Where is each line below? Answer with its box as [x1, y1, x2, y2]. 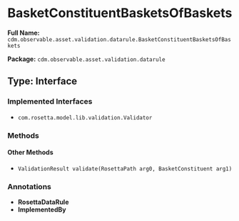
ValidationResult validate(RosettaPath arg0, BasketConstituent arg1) [17, 165, 233, 172]
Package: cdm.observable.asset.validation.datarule [7, 55, 166, 63]
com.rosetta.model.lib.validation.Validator [17, 114, 153, 122]
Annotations [7, 181, 51, 191]
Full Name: [7, 28, 40, 37]
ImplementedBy [17, 205, 66, 214]
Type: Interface [7, 75, 78, 87]
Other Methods [7, 148, 54, 157]
